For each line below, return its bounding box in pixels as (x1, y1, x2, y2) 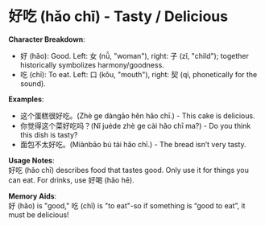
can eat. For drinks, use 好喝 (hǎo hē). (8, 175, 135, 185)
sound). (19, 78, 46, 88)
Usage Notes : (8, 155, 55, 165)
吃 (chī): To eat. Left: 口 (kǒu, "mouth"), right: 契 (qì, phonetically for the (19, 69, 258, 79)
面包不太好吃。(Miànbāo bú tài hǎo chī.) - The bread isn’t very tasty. (19, 139, 247, 149)
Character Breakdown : (8, 34, 86, 44)
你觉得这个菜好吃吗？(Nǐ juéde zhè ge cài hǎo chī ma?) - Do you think (19, 121, 251, 130)
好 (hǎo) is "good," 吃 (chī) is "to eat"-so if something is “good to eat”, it (8, 200, 246, 210)
